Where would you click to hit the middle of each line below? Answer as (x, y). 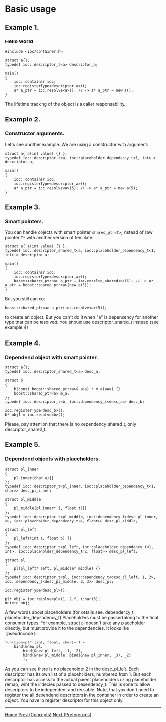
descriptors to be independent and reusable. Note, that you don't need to (80, 689)
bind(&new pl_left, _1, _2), (53, 651)
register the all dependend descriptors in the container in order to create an (82, 695)
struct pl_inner (22, 469)
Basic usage (31, 9)
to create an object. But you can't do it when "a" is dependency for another (82, 317)
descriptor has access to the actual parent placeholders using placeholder (81, 679)
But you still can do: (25, 299)
